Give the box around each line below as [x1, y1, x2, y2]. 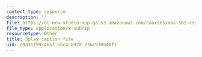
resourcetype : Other [6, 31, 58, 37]
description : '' [6, 14, 47, 20]
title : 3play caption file [6, 36, 74, 42]
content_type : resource [6, 8, 66, 15]
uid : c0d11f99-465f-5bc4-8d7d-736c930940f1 [6, 42, 117, 48]
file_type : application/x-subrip [6, 25, 90, 31]
